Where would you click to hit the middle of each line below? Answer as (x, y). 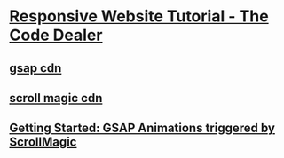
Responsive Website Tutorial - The (139, 16)
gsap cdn (35, 68)
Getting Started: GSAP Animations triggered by (142, 128)
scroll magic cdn (56, 98)
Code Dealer (56, 35)
